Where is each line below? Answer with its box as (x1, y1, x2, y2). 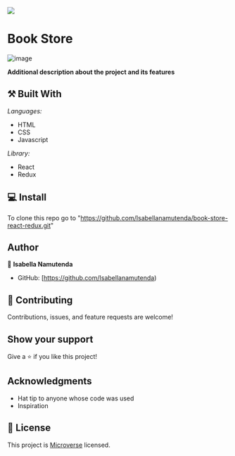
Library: (7, 148, 30, 158)
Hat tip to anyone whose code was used (17, 394, 134, 403)
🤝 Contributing (7, 294, 73, 306)
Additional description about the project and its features (7, 68, 175, 76)
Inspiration (17, 401, 49, 410)
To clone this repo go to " (7, 213, 81, 222)
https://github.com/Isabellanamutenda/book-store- (80, 213, 229, 222)
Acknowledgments (7, 375, 93, 387)
